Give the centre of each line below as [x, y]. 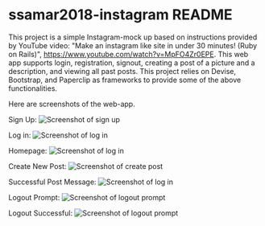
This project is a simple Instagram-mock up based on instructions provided [133, 37]
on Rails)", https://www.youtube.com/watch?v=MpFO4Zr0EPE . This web [128, 54]
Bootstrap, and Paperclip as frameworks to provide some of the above [125, 80]
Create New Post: [37, 166]
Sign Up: [23, 119]
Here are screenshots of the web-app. [72, 104]
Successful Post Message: [52, 182]
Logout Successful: [41, 213]
